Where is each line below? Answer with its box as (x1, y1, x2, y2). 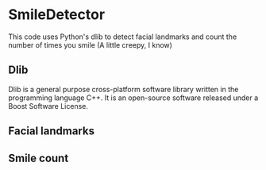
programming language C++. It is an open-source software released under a (8, 93, 259, 102)
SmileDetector (8, 6, 106, 24)
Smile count (8, 151, 69, 164)
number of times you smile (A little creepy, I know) (8, 40, 173, 49)
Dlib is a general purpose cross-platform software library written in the (8, 84, 239, 94)
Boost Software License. (8, 101, 89, 110)
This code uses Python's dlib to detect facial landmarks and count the (8, 32, 237, 41)
